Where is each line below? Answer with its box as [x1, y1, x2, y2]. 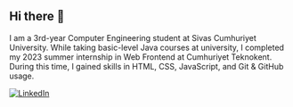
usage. [9, 70, 35, 81]
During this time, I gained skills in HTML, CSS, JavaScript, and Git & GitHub [9, 61, 284, 71]
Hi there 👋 [9, 9, 65, 24]
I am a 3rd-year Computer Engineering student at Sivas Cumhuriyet [9, 32, 256, 43]
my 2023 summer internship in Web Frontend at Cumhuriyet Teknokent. [9, 51, 273, 62]
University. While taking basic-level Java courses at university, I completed [9, 42, 285, 53]
